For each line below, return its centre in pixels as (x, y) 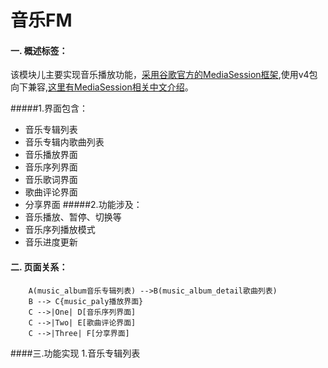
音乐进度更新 (51, 242)
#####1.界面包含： (49, 108)
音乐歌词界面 (51, 180)
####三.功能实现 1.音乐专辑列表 (75, 353)
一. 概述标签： (39, 50)
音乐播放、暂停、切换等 (73, 217)
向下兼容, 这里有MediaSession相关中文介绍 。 (102, 87)
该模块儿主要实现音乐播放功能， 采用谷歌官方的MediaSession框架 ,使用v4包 (164, 75)
